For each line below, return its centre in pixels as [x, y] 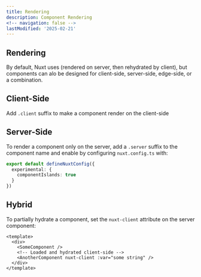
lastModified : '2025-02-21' [41, 28]
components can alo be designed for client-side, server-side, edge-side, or [99, 74]
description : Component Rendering [49, 17]
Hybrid [19, 205]
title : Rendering [28, 12]
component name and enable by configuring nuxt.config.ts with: [87, 153]
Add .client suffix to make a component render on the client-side [88, 113]
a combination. [25, 80]
